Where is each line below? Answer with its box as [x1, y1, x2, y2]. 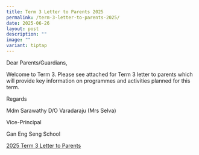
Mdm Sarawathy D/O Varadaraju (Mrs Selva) [6, 107, 116, 114]
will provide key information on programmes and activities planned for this [6, 77, 191, 84]
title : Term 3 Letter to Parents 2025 [6, 8, 104, 15]
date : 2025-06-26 [6, 20, 50, 26]
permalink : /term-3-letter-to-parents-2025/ [6, 14, 120, 21]
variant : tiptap [6, 43, 47, 49]
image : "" [6, 37, 31, 43]
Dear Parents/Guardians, [6, 59, 68, 66]
